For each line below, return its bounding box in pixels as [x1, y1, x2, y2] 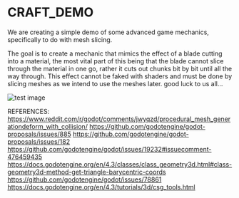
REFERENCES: [7, 107, 50, 115]
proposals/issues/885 [7, 130, 71, 138]
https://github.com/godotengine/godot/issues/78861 [7, 175, 162, 184]
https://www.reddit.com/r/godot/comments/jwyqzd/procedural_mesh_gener [7, 115, 231, 123]
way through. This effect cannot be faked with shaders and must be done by [7, 72, 233, 80]
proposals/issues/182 [7, 137, 70, 146]
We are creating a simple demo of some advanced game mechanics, [7, 28, 209, 36]
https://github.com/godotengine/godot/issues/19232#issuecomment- [7, 145, 212, 153]
